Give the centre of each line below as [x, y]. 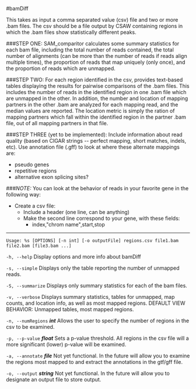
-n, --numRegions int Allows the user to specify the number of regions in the [98, 321]
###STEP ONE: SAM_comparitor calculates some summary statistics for [93, 44]
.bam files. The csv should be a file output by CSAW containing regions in [94, 26]
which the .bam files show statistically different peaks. [71, 32]
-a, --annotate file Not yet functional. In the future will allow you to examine [98, 356]
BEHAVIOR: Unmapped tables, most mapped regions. [70, 309]
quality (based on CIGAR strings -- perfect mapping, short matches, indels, [96, 141]
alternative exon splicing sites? [51, 177]
